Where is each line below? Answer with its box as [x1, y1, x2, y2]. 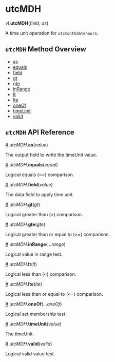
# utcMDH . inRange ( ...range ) [5, 241, 66, 247]
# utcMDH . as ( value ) [5, 142, 48, 148]
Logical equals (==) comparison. [5, 172, 74, 178]
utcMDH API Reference [5, 128, 74, 137]
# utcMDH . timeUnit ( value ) [5, 320, 62, 327]
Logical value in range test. [5, 251, 63, 257]
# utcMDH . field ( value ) [5, 181, 53, 187]
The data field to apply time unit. [5, 191, 74, 198]
